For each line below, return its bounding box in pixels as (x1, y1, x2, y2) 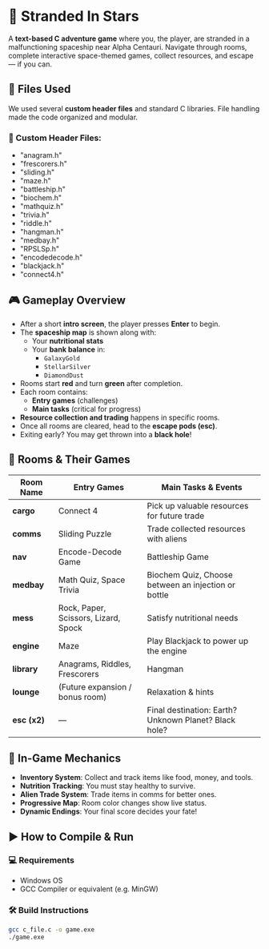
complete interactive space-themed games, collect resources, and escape (8, 50, 254, 60)
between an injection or (147, 579, 236, 590)
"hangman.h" (19, 227, 64, 237)
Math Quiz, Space (58, 574, 126, 585)
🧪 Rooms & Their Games (8, 452, 130, 467)
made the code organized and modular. (8, 112, 139, 122)
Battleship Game (147, 551, 210, 562)
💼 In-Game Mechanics (8, 752, 122, 766)
